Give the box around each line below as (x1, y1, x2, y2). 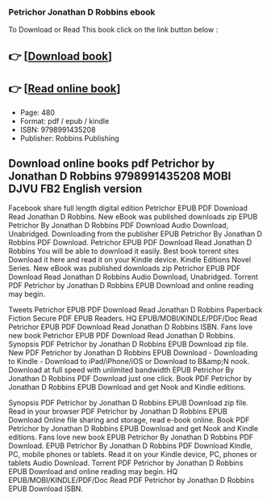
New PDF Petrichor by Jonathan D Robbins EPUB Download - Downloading (8, 348, 258, 358)
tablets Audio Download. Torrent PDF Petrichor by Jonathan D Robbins (8, 458, 244, 468)
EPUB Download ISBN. (8, 484, 83, 494)
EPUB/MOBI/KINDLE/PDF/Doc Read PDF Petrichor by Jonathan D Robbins (8, 476, 255, 485)
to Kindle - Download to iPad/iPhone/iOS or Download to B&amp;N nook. (8, 357, 250, 367)
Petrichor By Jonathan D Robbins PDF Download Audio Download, (8, 221, 229, 231)
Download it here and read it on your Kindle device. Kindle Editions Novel (8, 255, 252, 265)
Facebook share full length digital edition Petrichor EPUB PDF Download (8, 203, 248, 213)
